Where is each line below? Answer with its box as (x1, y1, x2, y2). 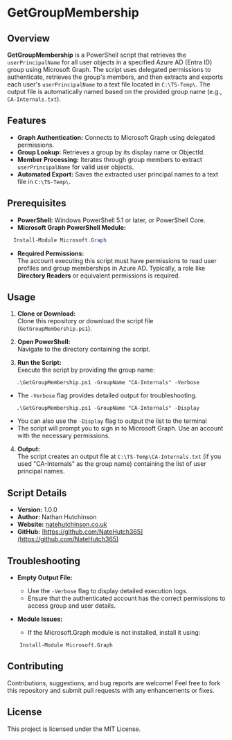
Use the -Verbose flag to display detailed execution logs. (27, 586, 188, 595)
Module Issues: (17, 615, 63, 623)
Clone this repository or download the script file (17, 317, 154, 325)
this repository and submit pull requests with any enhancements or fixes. (7, 686, 215, 694)
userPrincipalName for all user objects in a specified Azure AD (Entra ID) (7, 58, 213, 66)
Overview (7, 33, 51, 44)
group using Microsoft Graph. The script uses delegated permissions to (7, 66, 211, 73)
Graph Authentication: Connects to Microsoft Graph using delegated (17, 133, 215, 141)
